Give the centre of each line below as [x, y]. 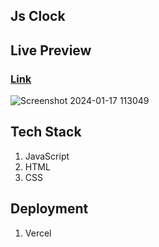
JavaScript [47, 156]
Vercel [38, 233]
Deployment [49, 209]
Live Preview [51, 50]
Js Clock [38, 16]
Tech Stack [46, 132]
